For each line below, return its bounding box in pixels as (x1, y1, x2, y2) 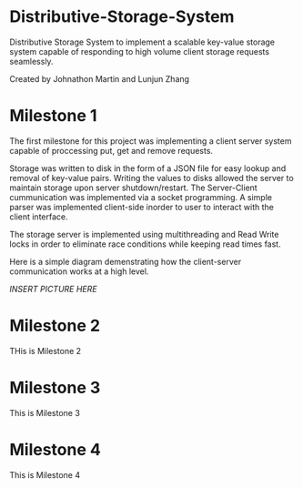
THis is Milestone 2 (9, 345, 82, 356)
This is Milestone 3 (9, 407, 80, 418)
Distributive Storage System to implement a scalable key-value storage (9, 36, 276, 47)
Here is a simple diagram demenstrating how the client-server (9, 256, 242, 267)
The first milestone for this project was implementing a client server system (9, 135, 292, 147)
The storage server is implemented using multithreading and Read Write (9, 229, 279, 239)
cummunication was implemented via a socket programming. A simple (9, 191, 273, 202)
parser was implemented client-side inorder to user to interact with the (9, 201, 275, 212)
